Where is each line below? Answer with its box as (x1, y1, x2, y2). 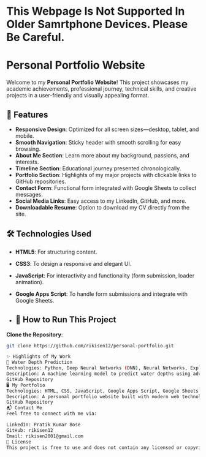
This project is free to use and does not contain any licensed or (6, 444, 183, 451)
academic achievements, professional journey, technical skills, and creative (6, 85, 197, 93)
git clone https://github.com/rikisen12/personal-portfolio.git (6, 342, 174, 349)
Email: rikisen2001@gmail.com (6, 433, 84, 439)
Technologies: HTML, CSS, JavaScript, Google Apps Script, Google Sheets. (6, 388, 202, 394)
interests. (15, 158, 39, 165)
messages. (15, 191, 44, 198)
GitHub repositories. (15, 178, 66, 185)
